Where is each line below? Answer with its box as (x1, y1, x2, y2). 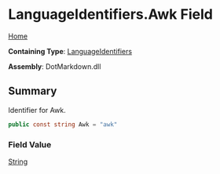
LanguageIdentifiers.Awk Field (8, 5, 214, 24)
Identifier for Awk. (8, 105, 66, 114)
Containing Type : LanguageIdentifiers (8, 46, 132, 56)
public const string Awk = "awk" (8, 120, 118, 129)
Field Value (8, 139, 52, 150)
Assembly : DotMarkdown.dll (8, 61, 101, 71)
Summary (8, 85, 57, 98)
